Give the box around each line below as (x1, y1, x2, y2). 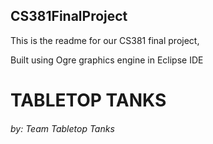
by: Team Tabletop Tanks (10, 122, 115, 134)
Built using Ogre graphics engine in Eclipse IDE (10, 54, 204, 66)
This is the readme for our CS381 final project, (10, 34, 200, 46)
